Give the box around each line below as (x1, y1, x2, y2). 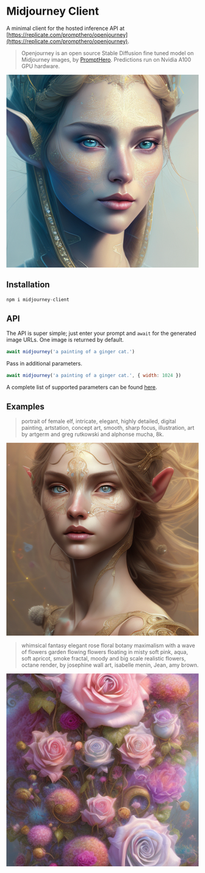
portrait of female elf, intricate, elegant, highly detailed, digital (21, 418, 176, 425)
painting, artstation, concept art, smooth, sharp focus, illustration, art (21, 424, 195, 431)
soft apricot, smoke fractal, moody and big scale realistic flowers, (21, 655, 186, 662)
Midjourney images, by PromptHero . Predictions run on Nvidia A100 (21, 56, 192, 63)
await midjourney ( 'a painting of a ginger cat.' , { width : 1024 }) (6, 372, 182, 379)
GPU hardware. (21, 62, 60, 70)
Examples (6, 401, 45, 411)
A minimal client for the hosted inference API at (6, 24, 125, 32)
